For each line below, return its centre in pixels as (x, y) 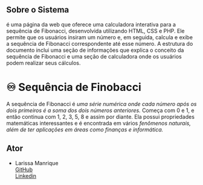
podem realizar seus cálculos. (43, 63)
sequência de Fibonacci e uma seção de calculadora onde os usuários (94, 56)
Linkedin (26, 176)
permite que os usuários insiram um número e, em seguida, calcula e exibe (100, 37)
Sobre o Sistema (38, 10)
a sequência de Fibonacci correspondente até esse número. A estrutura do (100, 43)
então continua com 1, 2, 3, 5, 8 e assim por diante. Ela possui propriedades (101, 116)
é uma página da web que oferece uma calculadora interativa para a (91, 24)
